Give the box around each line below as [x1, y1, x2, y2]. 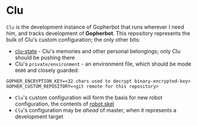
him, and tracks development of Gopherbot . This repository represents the [6, 29, 190, 36]
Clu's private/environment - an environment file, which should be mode [14, 60, 192, 67]
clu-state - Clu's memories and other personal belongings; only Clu [14, 47, 181, 54]
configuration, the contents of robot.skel [14, 100, 115, 107]
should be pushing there [14, 54, 75, 61]
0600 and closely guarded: [14, 66, 79, 73]
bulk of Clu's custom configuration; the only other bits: [6, 36, 140, 43]
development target [14, 113, 64, 120]
